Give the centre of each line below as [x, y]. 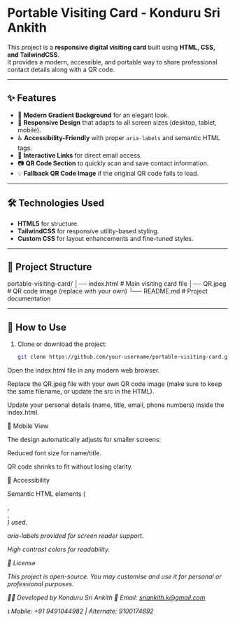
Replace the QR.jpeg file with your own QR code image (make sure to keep [115, 384]
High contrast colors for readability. [59, 550]
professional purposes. [41, 584]
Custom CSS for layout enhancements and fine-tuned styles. [105, 238]
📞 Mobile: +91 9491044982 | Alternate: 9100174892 [80, 611]
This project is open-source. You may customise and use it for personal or [114, 576]
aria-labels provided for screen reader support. [76, 536]
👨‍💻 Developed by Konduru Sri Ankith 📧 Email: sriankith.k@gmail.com [106, 597]
